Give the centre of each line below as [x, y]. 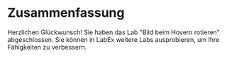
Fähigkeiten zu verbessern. [47, 47]
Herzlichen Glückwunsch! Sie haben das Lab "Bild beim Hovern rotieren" [113, 32]
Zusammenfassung [66, 13]
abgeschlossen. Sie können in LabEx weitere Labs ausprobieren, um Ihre [113, 39]
